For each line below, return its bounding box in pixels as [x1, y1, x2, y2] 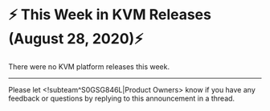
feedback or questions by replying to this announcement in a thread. [8, 93, 235, 103]
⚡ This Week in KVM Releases [8, 6, 211, 24]
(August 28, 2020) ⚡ [8, 30, 144, 48]
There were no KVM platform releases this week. [8, 61, 170, 72]
